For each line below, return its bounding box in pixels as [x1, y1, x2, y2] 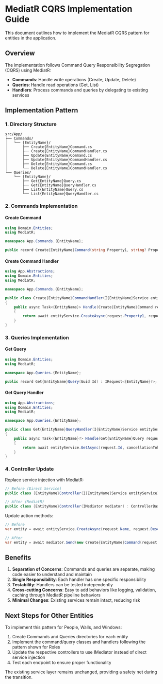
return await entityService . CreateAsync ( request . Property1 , [22, 314, 147, 319]
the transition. [5, 674, 33, 680]
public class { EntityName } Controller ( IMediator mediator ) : [5, 504, 130, 509]
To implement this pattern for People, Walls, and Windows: [5, 624, 122, 630]
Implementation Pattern [5, 106, 79, 115]
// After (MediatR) [5, 500, 45, 504]
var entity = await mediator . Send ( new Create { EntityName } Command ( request [5, 540, 158, 545]
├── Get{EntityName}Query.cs [22, 179, 81, 183]
